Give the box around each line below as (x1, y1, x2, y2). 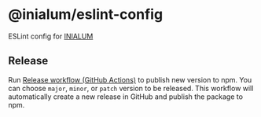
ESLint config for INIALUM (8, 31, 94, 41)
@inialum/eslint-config (8, 5, 164, 24)
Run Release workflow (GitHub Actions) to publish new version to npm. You (8, 75, 252, 84)
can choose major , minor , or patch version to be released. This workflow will (8, 83, 254, 93)
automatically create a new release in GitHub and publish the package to (8, 92, 244, 101)
